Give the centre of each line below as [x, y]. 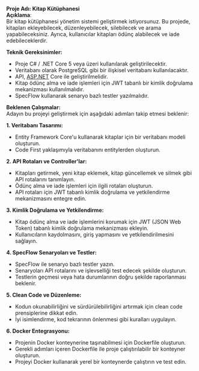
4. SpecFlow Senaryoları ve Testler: [52, 252]
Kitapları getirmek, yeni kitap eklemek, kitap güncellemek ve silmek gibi [103, 173]
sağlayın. [26, 241]
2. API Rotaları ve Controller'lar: [47, 161]
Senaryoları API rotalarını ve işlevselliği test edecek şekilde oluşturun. [101, 270]
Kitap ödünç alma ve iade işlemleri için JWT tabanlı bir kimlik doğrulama [104, 83]
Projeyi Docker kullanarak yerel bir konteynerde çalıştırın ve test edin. [100, 362]
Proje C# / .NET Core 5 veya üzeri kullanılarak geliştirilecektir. [91, 64]
